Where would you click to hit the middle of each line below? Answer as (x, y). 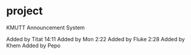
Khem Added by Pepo (33, 45)
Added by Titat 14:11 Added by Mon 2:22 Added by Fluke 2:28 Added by (95, 39)
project (25, 11)
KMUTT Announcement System (46, 27)
